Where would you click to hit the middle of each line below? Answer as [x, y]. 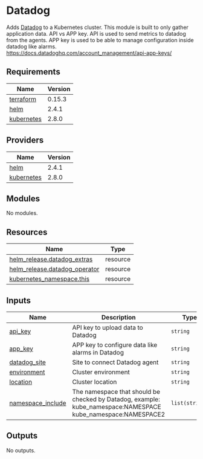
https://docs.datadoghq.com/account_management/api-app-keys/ [89, 53]
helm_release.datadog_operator [54, 269]
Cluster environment [101, 372]
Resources [27, 232]
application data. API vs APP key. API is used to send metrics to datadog [96, 33]
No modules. [22, 213]
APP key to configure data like [115, 345]
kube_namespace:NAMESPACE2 [119, 414]
